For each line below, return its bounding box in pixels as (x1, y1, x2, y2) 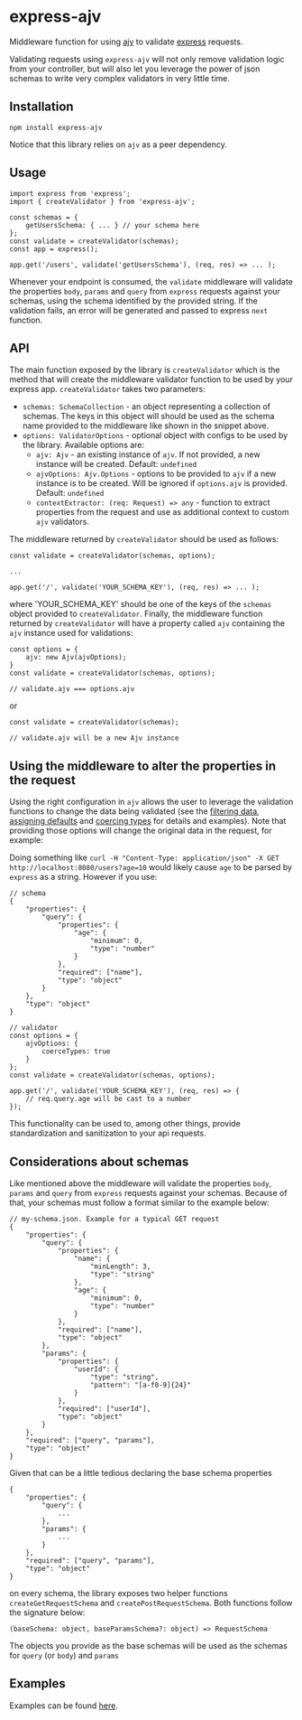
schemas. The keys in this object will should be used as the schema (22, 411, 275, 422)
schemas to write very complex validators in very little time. (9, 72, 230, 83)
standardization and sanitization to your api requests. (9, 1127, 206, 1139)
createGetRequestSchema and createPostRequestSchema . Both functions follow (9, 1597, 293, 1608)
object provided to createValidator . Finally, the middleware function (9, 608, 263, 620)
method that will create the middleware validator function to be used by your (9, 374, 293, 385)
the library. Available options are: (22, 440, 145, 451)
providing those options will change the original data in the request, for (9, 825, 272, 837)
